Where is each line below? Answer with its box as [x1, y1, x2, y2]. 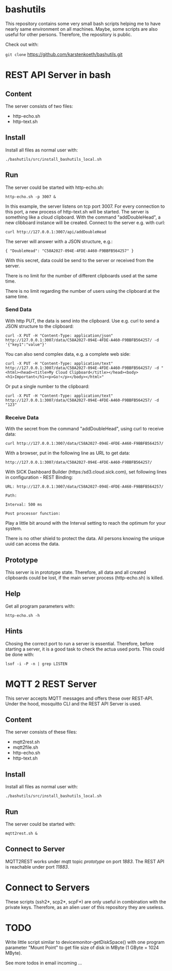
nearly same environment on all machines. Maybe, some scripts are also [5, 26, 158, 32]
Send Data [5, 306, 32, 313]
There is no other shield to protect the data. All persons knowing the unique [5, 535, 165, 542]
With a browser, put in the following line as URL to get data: [5, 450, 131, 456]
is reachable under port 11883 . [5, 864, 69, 870]
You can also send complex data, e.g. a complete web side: [5, 351, 131, 357]
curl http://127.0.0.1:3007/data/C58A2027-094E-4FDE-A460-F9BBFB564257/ [5, 441, 164, 446]
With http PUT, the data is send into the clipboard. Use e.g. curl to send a [5, 317, 160, 323]
